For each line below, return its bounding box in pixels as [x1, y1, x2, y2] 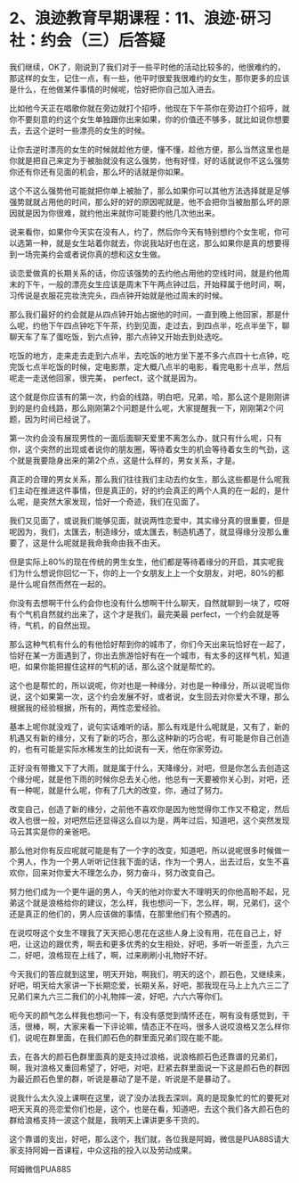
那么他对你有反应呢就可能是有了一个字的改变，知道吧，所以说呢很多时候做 [9, 844, 282, 856]
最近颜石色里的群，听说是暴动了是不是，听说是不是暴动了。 [16, 1073, 236, 1084]
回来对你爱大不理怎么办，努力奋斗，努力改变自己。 [32, 867, 220, 878]
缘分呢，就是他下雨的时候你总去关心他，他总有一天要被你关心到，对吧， [16, 773, 282, 785]
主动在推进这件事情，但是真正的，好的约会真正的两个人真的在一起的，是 [16, 485, 282, 496]
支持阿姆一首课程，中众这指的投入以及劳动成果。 [16, 1145, 197, 1155]
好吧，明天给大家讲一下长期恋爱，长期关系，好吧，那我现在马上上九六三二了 [9, 980, 290, 990]
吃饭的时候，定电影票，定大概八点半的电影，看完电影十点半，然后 [47, 361, 290, 372]
